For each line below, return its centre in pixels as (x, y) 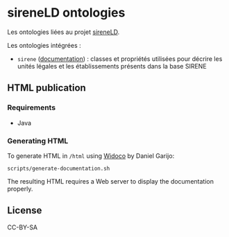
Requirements (32, 107)
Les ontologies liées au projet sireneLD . (63, 32)
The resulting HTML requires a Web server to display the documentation (110, 181)
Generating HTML (38, 141)
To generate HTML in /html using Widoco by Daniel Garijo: (91, 156)
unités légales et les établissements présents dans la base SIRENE (112, 66)
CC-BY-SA (23, 227)
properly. (20, 188)
